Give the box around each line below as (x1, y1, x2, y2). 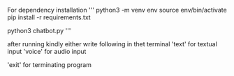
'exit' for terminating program (7, 61, 92, 68)
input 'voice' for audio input (7, 48, 87, 55)
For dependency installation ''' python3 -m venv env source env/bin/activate (7, 6, 227, 14)
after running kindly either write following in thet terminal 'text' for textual (7, 40, 218, 48)
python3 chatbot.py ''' (7, 27, 71, 35)
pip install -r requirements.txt (7, 13, 91, 21)
